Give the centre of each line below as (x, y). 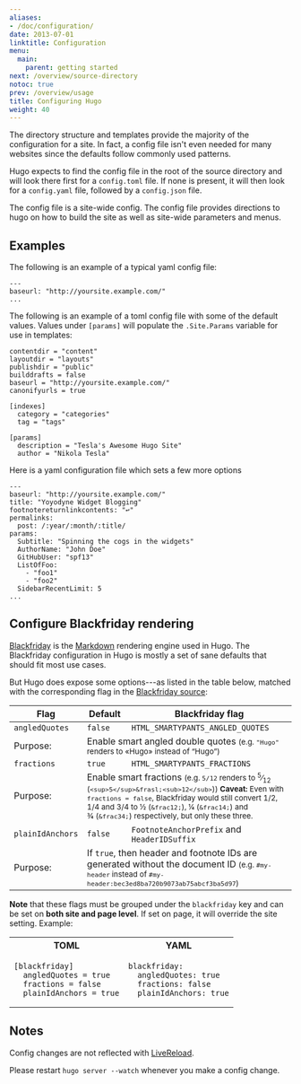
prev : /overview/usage (52, 92)
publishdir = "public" (52, 367)
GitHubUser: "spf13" (56, 557)
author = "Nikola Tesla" (64, 454)
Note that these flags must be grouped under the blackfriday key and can (146, 904)
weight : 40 (30, 109)
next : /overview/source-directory (74, 76)
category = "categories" (64, 415)
